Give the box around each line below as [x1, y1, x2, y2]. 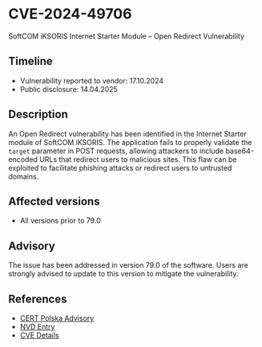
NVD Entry [19, 322, 55, 331]
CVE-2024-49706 [8, 5, 132, 23]
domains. [8, 171, 39, 181]
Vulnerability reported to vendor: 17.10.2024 [19, 75, 164, 85]
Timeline [8, 54, 54, 68]
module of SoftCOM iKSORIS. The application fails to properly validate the [8, 137, 252, 147]
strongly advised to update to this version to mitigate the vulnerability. [8, 269, 239, 279]
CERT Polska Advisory [19, 313, 95, 323]
